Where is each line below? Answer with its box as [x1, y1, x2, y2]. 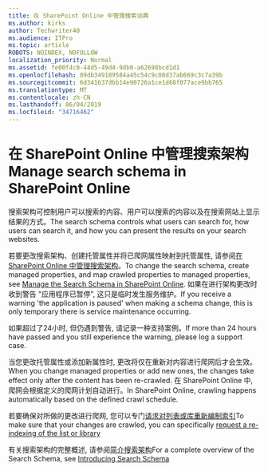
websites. [8, 234, 40, 243]
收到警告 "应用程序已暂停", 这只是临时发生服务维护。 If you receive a [8, 289, 232, 299]
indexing [8, 428, 37, 437]
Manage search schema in [8, 163, 187, 180]
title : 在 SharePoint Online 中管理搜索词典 [8, 11, 149, 20]
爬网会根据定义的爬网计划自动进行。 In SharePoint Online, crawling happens [8, 385, 257, 395]
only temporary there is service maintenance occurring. [8, 307, 191, 316]
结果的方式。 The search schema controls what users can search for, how [8, 216, 250, 226]
